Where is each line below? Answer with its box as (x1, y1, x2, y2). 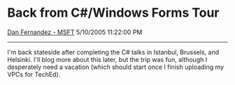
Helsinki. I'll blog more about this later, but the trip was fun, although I (7, 55, 208, 63)
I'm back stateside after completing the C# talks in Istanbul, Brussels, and (7, 47, 219, 56)
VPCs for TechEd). (7, 70, 61, 78)
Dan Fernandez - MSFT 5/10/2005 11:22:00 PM (7, 28, 143, 36)
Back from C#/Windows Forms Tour (7, 5, 220, 21)
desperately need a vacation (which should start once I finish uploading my (7, 63, 225, 71)
